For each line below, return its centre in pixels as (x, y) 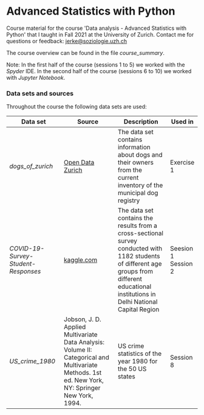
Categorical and (86, 358)
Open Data (79, 163)
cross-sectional (141, 233)
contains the (135, 218)
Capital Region (138, 310)
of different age (140, 264)
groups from (135, 271)
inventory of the (140, 185)
